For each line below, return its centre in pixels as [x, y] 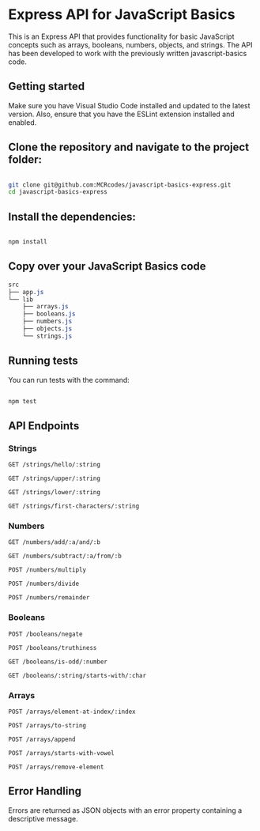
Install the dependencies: [72, 216]
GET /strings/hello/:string [55, 465]
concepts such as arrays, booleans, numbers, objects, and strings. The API [130, 44]
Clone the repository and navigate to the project [129, 147]
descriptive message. [43, 818]
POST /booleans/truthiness [53, 648]
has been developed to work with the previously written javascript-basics [128, 53]
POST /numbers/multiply [47, 570]
